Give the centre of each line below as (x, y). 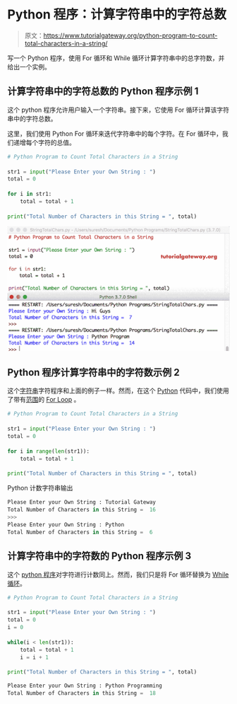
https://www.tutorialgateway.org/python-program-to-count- (130, 35)
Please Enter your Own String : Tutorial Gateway (82, 502)
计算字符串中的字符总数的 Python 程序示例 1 (103, 92)
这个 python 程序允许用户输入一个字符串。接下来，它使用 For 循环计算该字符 (119, 110)
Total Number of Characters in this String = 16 (82, 510)
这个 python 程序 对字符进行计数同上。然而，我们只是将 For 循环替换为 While (118, 575)
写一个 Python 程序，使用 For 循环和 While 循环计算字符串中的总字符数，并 (116, 58)
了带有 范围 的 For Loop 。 (44, 400)
